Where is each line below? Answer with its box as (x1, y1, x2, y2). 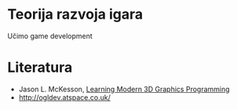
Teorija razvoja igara (7, 5, 143, 23)
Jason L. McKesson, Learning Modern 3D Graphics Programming (18, 84, 230, 94)
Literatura (7, 59, 73, 76)
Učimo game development (7, 31, 93, 41)
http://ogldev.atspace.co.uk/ (18, 92, 111, 102)
